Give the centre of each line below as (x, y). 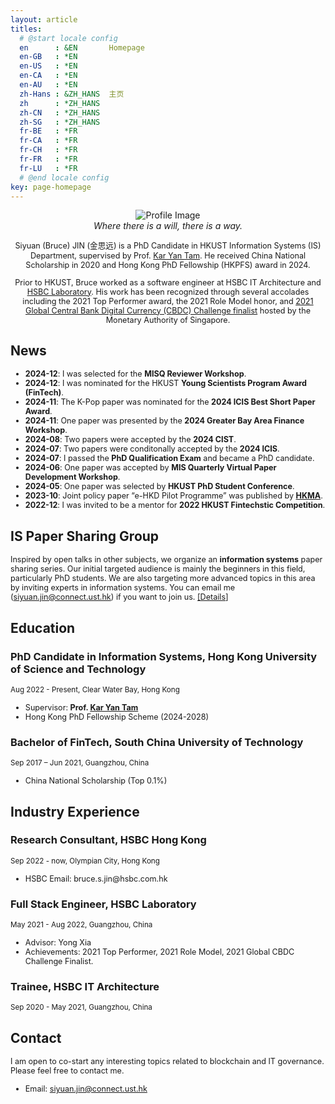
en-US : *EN (48, 66)
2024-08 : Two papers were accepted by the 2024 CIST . (130, 439)
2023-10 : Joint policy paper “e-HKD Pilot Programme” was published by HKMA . (173, 496)
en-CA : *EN (48, 76)
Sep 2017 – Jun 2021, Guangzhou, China (80, 763)
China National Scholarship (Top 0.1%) (96, 781)
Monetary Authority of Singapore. (168, 319)
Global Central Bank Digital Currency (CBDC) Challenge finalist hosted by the (168, 310)
